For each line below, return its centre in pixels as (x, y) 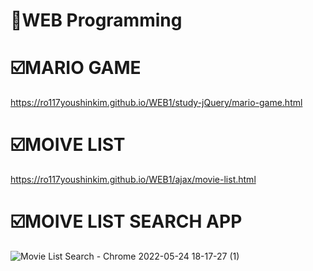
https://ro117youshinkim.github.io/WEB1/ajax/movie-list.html (133, 180)
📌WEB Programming (96, 20)
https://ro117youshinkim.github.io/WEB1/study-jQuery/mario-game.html (156, 103)
